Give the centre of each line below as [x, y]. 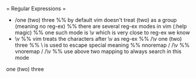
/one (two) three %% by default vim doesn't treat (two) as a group [96, 20]
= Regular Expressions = [36, 9]
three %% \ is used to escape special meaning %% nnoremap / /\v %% [102, 45]
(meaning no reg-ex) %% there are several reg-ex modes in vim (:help [101, 26]
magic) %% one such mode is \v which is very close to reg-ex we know [102, 32]
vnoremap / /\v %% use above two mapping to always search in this [98, 51]
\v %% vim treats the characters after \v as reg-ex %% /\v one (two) [98, 39]
